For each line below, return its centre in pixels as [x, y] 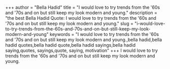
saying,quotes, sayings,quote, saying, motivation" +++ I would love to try [82, 50]
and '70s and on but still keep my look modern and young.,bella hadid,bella [84, 40]
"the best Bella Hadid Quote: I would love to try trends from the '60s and [81, 18]
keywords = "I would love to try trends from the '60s [104, 34]
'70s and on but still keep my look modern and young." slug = [69, 23]
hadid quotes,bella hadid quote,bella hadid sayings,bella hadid [71, 45]
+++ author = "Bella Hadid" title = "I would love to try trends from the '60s [83, 7]
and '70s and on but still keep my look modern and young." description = [81, 13]
